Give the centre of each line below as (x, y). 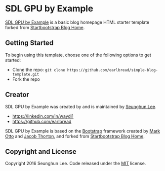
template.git (26, 74)
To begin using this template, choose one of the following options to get (78, 55)
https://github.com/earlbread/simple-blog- (112, 70)
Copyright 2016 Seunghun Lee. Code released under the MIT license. (76, 164)
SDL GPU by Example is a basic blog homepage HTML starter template (77, 22)
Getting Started (29, 43)
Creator (17, 95)
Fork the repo (26, 79)
